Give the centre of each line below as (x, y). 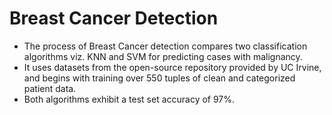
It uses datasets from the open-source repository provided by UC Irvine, (172, 67)
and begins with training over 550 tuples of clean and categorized (159, 78)
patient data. (50, 88)
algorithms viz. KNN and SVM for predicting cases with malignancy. (163, 56)
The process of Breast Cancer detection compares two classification (165, 46)
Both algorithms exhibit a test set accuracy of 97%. (129, 99)
